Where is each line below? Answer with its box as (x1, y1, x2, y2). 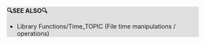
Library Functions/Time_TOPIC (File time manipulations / (16, 22, 176, 30)
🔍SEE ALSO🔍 (7, 7, 48, 14)
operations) (16, 30, 50, 37)
